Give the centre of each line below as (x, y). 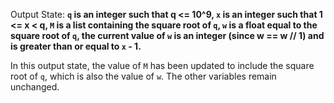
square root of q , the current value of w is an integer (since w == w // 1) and (167, 35)
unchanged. (35, 87)
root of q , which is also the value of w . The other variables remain (143, 76)
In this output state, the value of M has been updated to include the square (162, 65)
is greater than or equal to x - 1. (76, 46)
